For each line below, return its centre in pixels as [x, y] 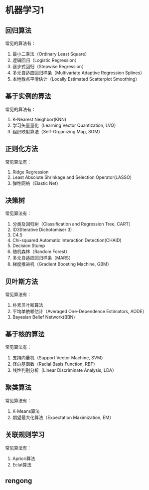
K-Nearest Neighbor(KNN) [39, 119]
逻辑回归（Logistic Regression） [46, 60]
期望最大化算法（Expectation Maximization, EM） [63, 417]
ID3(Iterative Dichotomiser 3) [42, 230]
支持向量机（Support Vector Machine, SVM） [59, 358]
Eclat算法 [22, 464]
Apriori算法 [24, 458]
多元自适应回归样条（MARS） [43, 258]
